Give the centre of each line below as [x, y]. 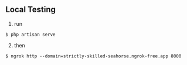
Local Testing [31, 10]
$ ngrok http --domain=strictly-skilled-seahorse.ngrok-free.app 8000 [93, 56]
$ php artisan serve [31, 35]
